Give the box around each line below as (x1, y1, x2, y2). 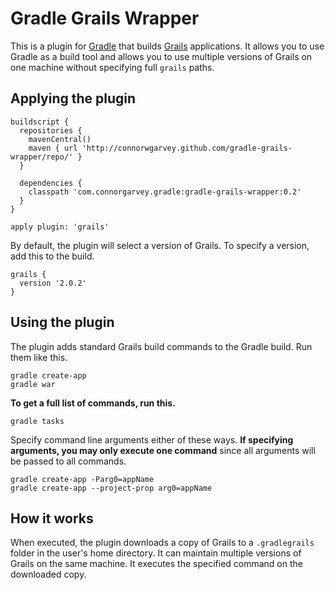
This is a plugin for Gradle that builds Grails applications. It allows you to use (10, 40, 325, 52)
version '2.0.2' (19, 278, 87, 288)
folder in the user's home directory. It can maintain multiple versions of (10, 547, 302, 559)
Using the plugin (10, 314, 115, 331)
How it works (10, 510, 94, 527)
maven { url (28, 143, 78, 153)
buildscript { (10, 117, 70, 127)
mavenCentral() (28, 134, 92, 144)
